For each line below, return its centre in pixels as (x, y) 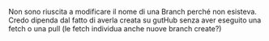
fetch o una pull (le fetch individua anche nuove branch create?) (115, 29)
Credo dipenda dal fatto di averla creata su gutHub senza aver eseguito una (135, 20)
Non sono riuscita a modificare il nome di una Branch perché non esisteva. (133, 12)
